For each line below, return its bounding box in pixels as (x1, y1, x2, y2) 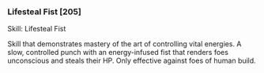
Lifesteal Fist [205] (7, 6, 82, 17)
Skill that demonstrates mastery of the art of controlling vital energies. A (7, 39, 242, 49)
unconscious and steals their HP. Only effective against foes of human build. (7, 56, 256, 65)
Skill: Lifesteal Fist (7, 24, 66, 34)
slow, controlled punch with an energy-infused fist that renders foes (7, 48, 228, 57)
